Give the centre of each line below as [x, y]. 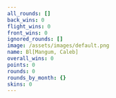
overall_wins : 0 [30, 59]
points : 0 [21, 65]
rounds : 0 [21, 71]
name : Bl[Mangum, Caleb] [43, 52]
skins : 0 [20, 84]
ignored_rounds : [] [35, 39]
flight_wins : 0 [29, 26]
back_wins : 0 [26, 20]
